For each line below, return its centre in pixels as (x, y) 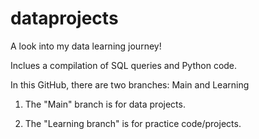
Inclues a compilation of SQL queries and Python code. (124, 65)
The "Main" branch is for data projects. (105, 104)
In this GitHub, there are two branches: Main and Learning (130, 84)
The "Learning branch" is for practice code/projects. (133, 123)
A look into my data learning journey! (86, 46)
